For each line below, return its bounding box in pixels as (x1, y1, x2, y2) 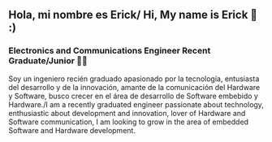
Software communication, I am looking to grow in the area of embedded (8, 117, 249, 127)
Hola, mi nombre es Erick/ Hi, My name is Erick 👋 (8, 8, 258, 22)
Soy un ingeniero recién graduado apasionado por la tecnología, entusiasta (8, 74, 260, 84)
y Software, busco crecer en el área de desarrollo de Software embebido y (8, 91, 258, 101)
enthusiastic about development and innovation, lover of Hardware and (8, 108, 246, 118)
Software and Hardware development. (8, 125, 136, 135)
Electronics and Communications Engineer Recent (8, 45, 211, 57)
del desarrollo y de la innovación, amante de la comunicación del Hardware (8, 82, 261, 92)
